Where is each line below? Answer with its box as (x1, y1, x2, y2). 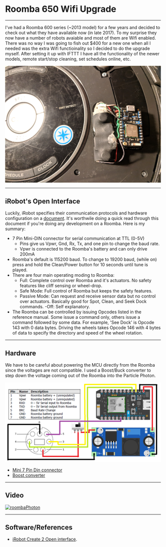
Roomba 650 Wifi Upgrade (5, 3, 117, 15)
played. (12, 267, 28, 273)
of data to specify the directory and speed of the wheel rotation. (12, 330, 143, 336)
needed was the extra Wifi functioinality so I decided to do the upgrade (5, 45, 150, 51)
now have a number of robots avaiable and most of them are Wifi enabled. (5, 35, 156, 41)
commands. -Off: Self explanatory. (19, 304, 90, 310)
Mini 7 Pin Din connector (12, 467, 63, 473)
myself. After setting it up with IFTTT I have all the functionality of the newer (5, 50, 160, 56)
